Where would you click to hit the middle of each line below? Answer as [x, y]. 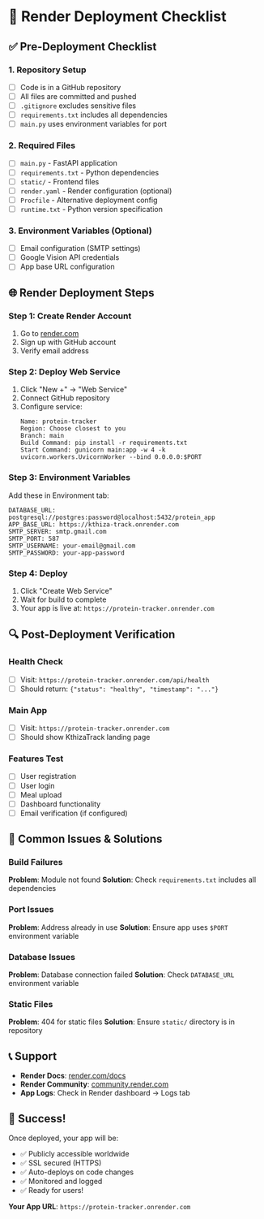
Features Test [36, 759]
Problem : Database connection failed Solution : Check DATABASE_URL [121, 975]
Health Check [36, 662]
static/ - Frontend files [60, 181]
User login [37, 785]
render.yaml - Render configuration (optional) [96, 191]
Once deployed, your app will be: [64, 1138]
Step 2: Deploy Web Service [64, 371]
